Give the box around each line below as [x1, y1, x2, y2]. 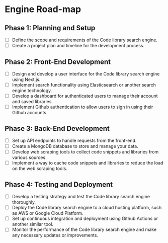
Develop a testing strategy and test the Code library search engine [12, 194, 150, 200]
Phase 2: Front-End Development [5, 57, 111, 66]
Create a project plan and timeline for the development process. [12, 43, 144, 49]
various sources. [12, 154, 47, 160]
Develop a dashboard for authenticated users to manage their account [12, 93, 158, 99]
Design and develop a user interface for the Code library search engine [12, 70, 160, 76]
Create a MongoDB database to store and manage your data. [12, 143, 139, 149]
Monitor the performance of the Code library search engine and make [12, 226, 157, 232]
